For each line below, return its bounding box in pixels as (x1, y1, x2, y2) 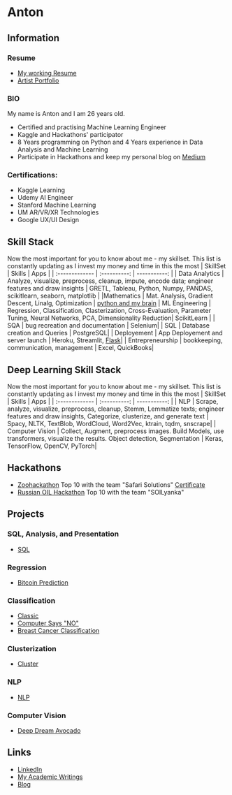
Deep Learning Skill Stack (7, 364, 122, 376)
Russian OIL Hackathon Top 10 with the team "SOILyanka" (17, 488, 184, 496)
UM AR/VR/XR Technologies (17, 208, 99, 217)
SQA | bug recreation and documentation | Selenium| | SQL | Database (7, 321, 210, 330)
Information (7, 32, 60, 44)
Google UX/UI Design (17, 216, 80, 224)
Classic (17, 612, 39, 620)
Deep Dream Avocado (17, 727, 81, 735)
